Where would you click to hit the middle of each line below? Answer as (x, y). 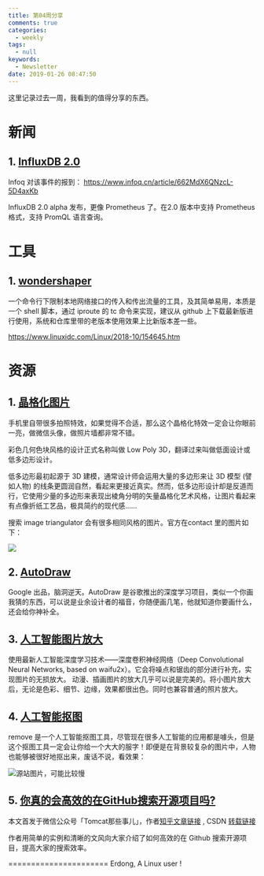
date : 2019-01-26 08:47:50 (52, 74)
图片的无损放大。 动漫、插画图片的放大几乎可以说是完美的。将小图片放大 (133, 680)
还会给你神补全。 (36, 612)
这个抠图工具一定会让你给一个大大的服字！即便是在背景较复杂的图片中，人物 (132, 747)
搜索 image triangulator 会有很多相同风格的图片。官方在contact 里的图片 (125, 522)
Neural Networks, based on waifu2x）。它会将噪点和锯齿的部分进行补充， (126, 669)
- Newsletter (37, 67)
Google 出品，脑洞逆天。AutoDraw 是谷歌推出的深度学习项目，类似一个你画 (131, 592)
